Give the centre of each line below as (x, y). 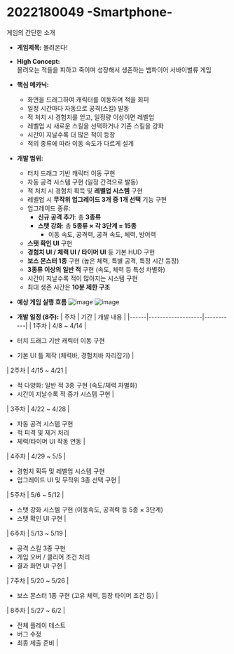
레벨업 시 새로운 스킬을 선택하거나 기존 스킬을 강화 (95, 125)
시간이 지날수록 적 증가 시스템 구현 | (66, 394)
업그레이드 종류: (49, 208)
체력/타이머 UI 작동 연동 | (51, 441)
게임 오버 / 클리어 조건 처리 (53, 557)
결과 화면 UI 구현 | (41, 566)
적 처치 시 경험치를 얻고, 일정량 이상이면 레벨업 (91, 117)
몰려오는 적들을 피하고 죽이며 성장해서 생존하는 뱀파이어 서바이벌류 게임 (114, 69)
